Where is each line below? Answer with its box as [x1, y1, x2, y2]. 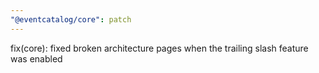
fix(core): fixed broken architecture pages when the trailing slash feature [10, 42, 309, 54]
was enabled [10, 52, 63, 65]
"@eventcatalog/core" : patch [10, 14, 132, 25]
